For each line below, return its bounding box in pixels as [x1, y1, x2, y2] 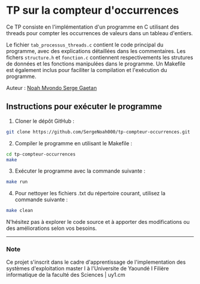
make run [6, 179, 28, 185]
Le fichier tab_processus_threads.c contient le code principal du [6, 41, 164, 48]
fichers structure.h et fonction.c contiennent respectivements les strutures [6, 54, 193, 61]
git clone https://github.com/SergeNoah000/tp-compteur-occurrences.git [6, 129, 190, 135]
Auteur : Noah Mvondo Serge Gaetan [6, 84, 97, 91]
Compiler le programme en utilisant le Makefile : [14, 139, 133, 146]
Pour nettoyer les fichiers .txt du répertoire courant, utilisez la [14, 190, 165, 197]
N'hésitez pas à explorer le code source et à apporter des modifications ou [6, 219, 190, 226]
